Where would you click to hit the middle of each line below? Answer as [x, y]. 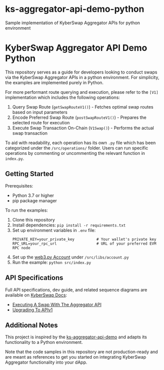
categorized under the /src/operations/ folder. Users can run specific [77, 148]
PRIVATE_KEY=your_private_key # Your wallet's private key [84, 239]
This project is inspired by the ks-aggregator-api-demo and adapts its [76, 337]
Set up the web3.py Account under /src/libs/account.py [71, 257]
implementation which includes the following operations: [62, 97]
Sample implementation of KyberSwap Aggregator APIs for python [73, 23]
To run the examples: [27, 210]
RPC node [21, 248]
